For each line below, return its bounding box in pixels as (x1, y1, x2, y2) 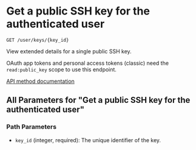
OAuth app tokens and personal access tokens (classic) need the (6, 59, 169, 67)
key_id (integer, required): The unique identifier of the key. (15, 136, 161, 143)
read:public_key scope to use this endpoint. (6, 65, 117, 73)
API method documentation (6, 77, 75, 85)
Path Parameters (6, 123, 56, 131)
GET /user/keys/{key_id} (6, 37, 69, 43)
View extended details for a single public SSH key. (6, 47, 132, 55)
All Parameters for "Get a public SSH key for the (6, 95, 191, 105)
